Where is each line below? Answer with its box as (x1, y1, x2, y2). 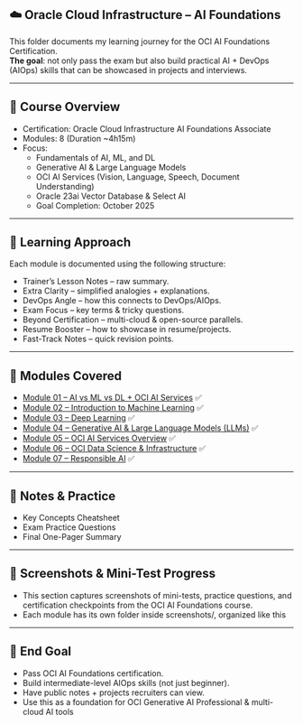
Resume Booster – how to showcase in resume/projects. (22, 324, 232, 335)
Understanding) (35, 181, 95, 191)
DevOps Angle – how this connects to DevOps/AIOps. (22, 295, 222, 306)
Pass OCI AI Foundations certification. (22, 667, 164, 679)
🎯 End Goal (9, 644, 72, 659)
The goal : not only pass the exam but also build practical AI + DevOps (9, 55, 270, 66)
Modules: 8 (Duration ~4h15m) (22, 133, 136, 144)
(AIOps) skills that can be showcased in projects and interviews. (9, 64, 248, 75)
